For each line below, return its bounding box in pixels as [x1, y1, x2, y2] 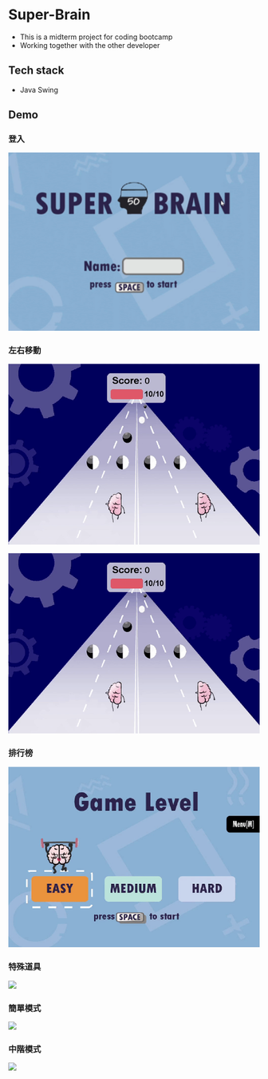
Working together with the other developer [19, 40, 160, 50]
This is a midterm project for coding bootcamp [19, 32, 173, 42]
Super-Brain [8, 6, 91, 24]
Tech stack [8, 64, 65, 78]
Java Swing [19, 85, 58, 94]
